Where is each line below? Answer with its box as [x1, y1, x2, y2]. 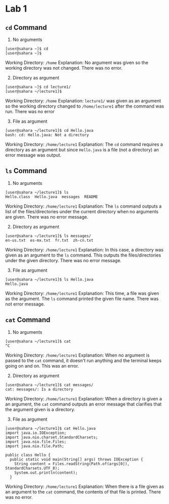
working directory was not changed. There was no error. [5, 65, 123, 71]
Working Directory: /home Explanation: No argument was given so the [5, 60, 149, 66]
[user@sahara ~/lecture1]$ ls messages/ [5, 233, 92, 238]
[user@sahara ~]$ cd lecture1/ [5, 84, 71, 89]
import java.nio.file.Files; [5, 439, 67, 444]
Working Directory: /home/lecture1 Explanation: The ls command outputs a [5, 203, 162, 209]
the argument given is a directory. [5, 406, 76, 412]
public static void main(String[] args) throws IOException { [10, 457, 143, 462]
